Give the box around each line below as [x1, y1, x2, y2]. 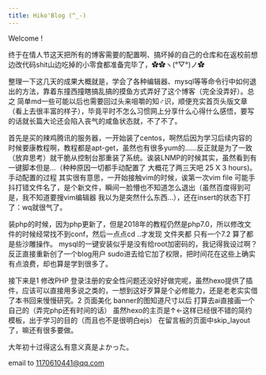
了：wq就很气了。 [8, 202, 67, 212]
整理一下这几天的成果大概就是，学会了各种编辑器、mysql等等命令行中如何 [8, 76, 250, 86]
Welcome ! [8, 33, 44, 43]
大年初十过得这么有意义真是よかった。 [8, 342, 133, 351]
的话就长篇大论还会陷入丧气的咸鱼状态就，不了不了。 [8, 116, 182, 125]
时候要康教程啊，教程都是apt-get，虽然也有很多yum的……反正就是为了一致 [8, 143, 253, 152]
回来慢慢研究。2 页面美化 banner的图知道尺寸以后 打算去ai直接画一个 [28, 295, 256, 305]
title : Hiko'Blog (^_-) [8, 11, 87, 20]
